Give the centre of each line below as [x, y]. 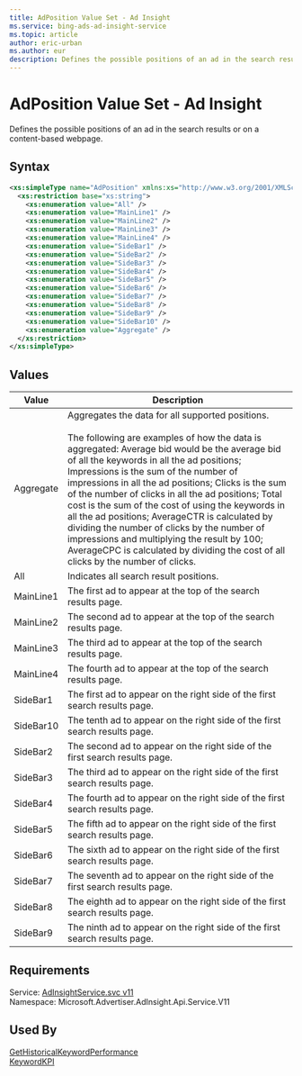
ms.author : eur [38, 51]
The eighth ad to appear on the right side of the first [176, 901]
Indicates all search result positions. [143, 576]
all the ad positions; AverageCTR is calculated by [170, 517]
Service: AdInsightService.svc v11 [71, 992]
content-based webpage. [56, 138]
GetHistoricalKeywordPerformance [74, 1052]
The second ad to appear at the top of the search [171, 617]
